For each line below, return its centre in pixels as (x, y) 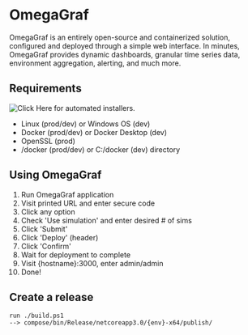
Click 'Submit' (44, 229)
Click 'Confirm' (46, 246)
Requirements (45, 89)
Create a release (51, 297)
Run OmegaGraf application (67, 194)
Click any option (48, 211)
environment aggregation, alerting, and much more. (95, 63)
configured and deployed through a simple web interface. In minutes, (124, 45)
